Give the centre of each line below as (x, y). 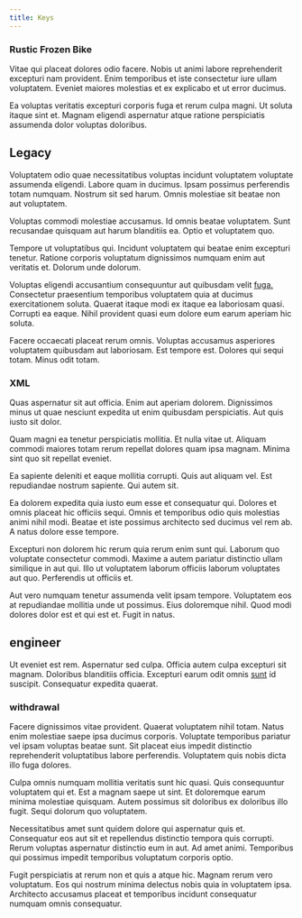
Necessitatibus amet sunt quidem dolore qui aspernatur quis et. (128, 829)
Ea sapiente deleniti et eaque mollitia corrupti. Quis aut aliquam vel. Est (141, 476)
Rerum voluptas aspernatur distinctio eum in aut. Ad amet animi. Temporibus (151, 848)
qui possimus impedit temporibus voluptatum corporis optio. (122, 858)
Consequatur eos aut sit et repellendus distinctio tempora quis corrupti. (142, 839)
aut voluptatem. (38, 203)
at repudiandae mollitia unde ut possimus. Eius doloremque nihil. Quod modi (151, 605)
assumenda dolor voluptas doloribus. (78, 124)
